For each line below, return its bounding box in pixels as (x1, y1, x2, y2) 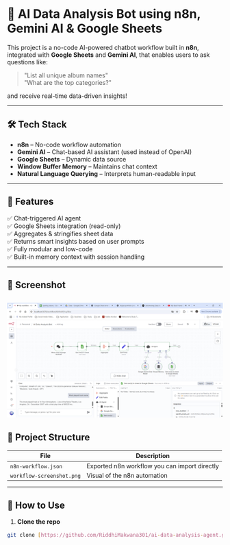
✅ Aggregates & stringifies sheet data (7, 229, 114, 238)
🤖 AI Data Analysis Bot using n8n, (7, 6, 201, 22)
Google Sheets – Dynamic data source (16, 155, 127, 163)
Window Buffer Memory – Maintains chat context (16, 162, 157, 170)
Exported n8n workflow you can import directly (86, 461, 219, 470)
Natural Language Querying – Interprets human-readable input (16, 169, 196, 177)
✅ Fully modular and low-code (7, 244, 93, 253)
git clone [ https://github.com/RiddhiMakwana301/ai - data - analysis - (7, 532, 204, 539)
